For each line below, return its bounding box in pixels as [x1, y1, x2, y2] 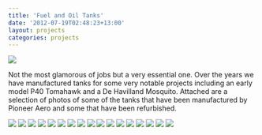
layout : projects [8, 26, 65, 34]
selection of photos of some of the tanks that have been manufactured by [8, 96, 248, 105]
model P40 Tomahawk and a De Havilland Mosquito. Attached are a [8, 87, 228, 96]
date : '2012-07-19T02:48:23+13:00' [8, 19, 125, 27]
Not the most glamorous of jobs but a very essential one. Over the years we [8, 70, 254, 80]
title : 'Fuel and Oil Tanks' [8, 11, 104, 20]
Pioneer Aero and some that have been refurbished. [8, 103, 178, 113]
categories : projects [8, 33, 80, 42]
